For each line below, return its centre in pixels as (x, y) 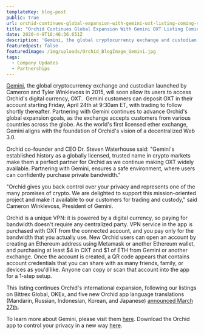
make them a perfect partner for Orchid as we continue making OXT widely (100, 162)
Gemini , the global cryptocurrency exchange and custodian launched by (97, 86)
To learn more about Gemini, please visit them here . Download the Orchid (98, 319)
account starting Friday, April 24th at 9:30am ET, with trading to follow (94, 105)
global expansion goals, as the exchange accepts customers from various (99, 118)
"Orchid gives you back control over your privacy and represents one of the (101, 187)
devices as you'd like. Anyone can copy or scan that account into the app (98, 270)
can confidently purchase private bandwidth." (63, 175)
